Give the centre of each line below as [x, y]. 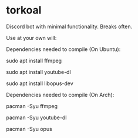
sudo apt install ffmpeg [34, 60]
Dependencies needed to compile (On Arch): [60, 95]
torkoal [24, 10]
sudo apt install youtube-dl [39, 72]
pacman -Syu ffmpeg [32, 106]
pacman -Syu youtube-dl [36, 117]
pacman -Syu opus [29, 129]
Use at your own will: [31, 38]
